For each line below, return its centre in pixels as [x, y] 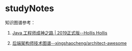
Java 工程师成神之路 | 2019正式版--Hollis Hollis [60, 33]
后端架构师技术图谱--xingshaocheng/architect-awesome [69, 43]
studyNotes [30, 8]
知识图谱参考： [20, 22]
